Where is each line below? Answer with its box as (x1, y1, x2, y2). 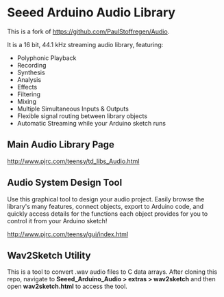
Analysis (16, 75, 42, 83)
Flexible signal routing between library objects (16, 111, 148, 120)
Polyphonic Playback (16, 53, 77, 62)
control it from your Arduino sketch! (7, 216, 108, 225)
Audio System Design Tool (7, 177, 123, 188)
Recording (16, 61, 47, 69)
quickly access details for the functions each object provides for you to (7, 210, 208, 218)
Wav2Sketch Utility (7, 249, 91, 261)
